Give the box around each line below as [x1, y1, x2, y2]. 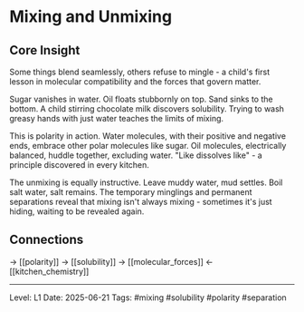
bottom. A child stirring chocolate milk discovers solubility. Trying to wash [9, 103, 285, 114]
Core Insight [9, 43, 81, 58]
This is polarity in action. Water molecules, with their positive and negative [9, 131, 287, 141]
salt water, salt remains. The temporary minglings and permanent [9, 187, 252, 197]
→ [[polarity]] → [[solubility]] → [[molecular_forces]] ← [9, 256, 214, 267]
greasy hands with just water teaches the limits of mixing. [9, 113, 224, 123]
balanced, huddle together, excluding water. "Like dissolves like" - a [9, 150, 262, 161]
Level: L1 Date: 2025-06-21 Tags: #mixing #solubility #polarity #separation [9, 292, 287, 303]
